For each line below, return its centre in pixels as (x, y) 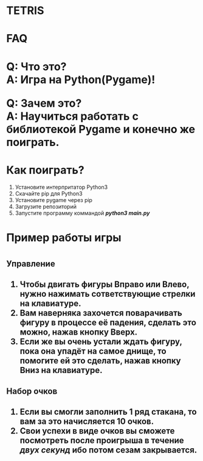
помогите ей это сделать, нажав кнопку (100, 361)
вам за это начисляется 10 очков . (87, 422)
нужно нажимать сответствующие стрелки (108, 294)
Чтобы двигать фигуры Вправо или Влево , (105, 285)
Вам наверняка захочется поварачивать (101, 313)
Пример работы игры (64, 237)
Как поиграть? (45, 170)
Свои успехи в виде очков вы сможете (97, 431)
